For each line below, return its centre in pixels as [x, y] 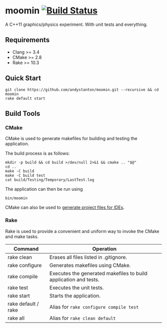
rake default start [25, 98]
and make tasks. [22, 237]
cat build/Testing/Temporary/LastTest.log [50, 180]
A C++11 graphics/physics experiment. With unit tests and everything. [77, 24]
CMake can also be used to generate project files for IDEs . [65, 207]
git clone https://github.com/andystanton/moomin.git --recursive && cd [82, 89]
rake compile [23, 276]
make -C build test [25, 176]
